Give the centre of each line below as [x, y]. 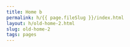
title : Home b [24, 12]
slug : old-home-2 [28, 29]
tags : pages [21, 35]
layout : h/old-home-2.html [41, 23]
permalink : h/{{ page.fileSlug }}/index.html [65, 18]
